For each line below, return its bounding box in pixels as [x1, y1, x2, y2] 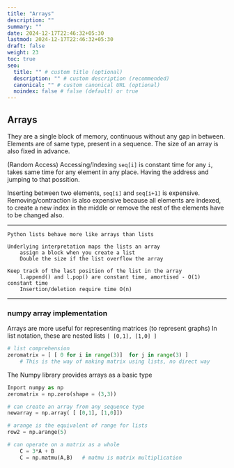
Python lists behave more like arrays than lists [7, 231, 155, 237]
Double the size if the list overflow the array [19, 255, 164, 262]
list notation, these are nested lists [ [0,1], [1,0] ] [7, 331, 157, 340]
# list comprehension [7, 345, 70, 352]
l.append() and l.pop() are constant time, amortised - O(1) [19, 273, 201, 281]
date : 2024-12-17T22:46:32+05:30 [7, 29, 104, 37]
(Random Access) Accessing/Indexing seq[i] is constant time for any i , [7, 160, 213, 169]
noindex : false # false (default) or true [13, 88, 139, 95]
